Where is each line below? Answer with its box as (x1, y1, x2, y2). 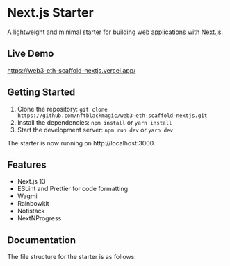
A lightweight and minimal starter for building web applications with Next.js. (7, 28, 224, 36)
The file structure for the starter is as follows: (7, 253, 137, 261)
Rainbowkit (17, 199, 50, 208)
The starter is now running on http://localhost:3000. (7, 139, 156, 147)
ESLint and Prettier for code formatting (17, 185, 129, 193)
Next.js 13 (17, 177, 46, 186)
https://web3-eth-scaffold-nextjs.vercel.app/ (7, 66, 136, 74)
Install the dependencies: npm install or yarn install (17, 118, 172, 126)
